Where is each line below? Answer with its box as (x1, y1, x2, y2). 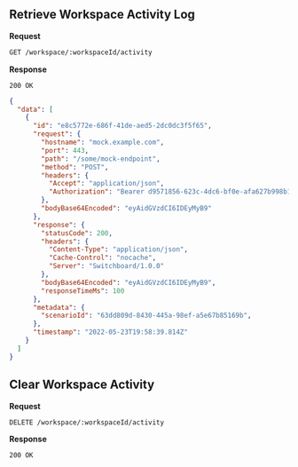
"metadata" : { (32, 303, 86, 312)
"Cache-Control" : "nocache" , (48, 253, 157, 263)
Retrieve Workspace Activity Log (9, 7, 195, 22)
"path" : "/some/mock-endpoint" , (41, 154, 161, 163)
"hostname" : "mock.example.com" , (41, 138, 165, 147)
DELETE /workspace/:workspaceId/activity (9, 417, 165, 427)
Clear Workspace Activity (9, 377, 155, 392)
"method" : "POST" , (41, 162, 109, 171)
